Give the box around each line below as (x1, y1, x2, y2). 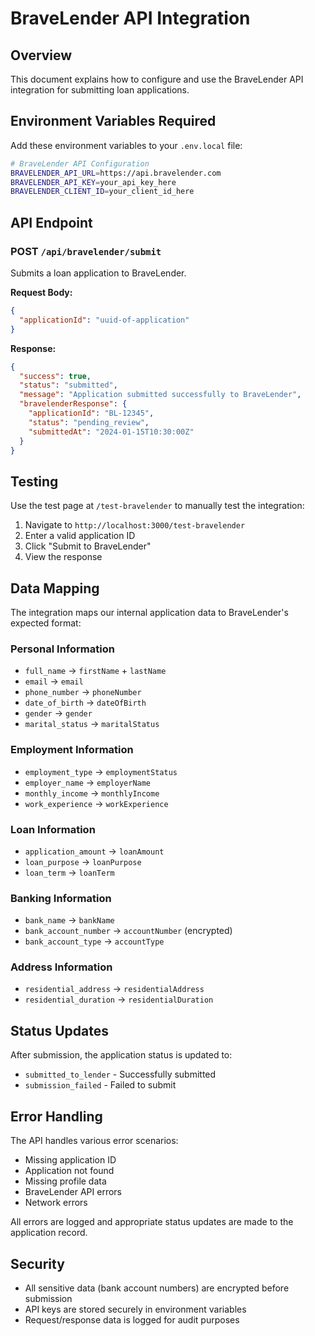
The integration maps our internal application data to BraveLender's (10, 607, 289, 618)
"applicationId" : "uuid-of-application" (19, 315, 190, 325)
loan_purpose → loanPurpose (24, 855, 142, 867)
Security (10, 1255, 65, 1272)
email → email (24, 675, 84, 687)
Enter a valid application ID (24, 530, 136, 542)
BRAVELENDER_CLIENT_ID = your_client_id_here (10, 187, 195, 197)
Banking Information (10, 891, 112, 905)
